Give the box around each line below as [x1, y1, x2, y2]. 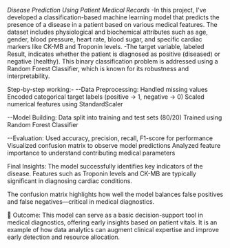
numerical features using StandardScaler [7, 100, 123, 108]
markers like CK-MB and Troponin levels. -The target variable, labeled [7, 43, 205, 50]
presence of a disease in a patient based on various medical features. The [7, 21, 218, 28]
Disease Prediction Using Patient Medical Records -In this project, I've [7, 6, 207, 14]
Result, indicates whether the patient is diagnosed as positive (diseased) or [7, 50, 220, 58]
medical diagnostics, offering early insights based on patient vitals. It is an [7, 218, 218, 227]
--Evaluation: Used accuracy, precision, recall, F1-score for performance [7, 134, 213, 142]
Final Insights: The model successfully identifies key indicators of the [7, 162, 203, 170]
